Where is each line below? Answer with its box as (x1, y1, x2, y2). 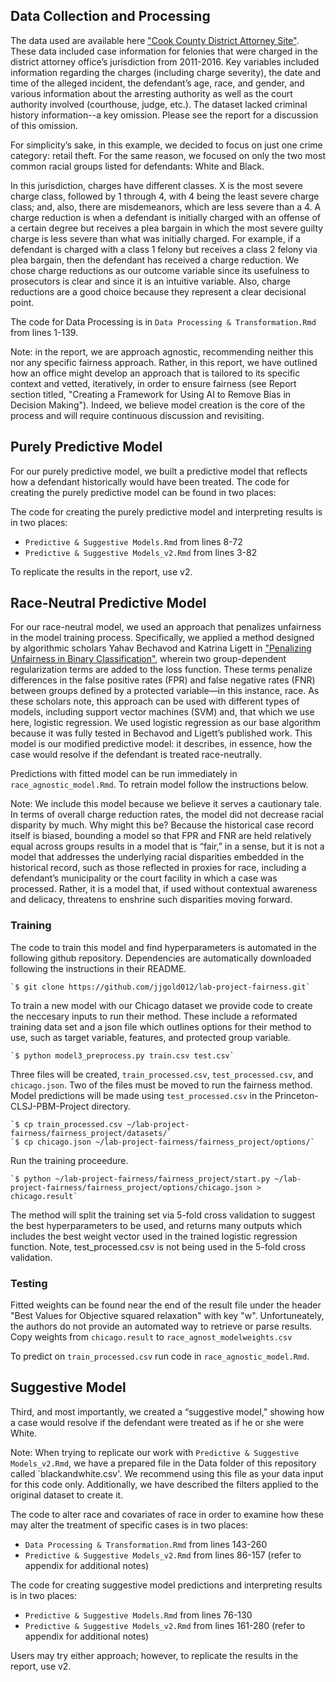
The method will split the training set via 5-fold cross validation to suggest (10, 1209, 316, 1221)
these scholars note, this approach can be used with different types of (10, 695, 300, 708)
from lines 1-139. (10, 326, 79, 338)
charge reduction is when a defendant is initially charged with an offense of (10, 211, 321, 223)
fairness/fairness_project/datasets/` (10, 1128, 172, 1138)
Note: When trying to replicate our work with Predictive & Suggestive (10, 1446, 299, 1458)
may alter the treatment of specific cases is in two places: (10, 1519, 248, 1531)
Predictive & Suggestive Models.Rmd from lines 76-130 (24, 1609, 253, 1621)
